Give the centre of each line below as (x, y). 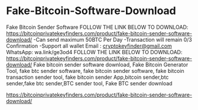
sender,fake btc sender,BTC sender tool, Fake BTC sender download (89, 83)
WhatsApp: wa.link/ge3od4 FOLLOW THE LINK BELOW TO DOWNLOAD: (94, 52)
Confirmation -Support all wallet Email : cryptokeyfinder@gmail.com (89, 46)
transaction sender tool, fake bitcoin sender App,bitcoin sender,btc (87, 77)
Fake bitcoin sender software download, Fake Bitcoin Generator (111, 64)
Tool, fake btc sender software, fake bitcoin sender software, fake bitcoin (95, 71)
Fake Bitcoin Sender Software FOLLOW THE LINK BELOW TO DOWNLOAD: (97, 27)
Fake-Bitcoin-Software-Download (91, 11)
